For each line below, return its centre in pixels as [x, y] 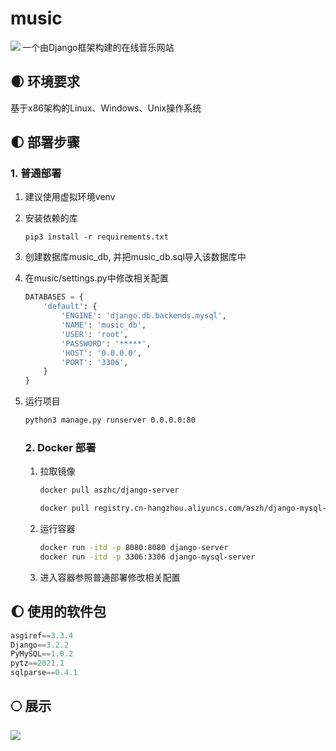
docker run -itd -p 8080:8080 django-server [134, 548]
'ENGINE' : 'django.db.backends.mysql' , [144, 316]
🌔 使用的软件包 [58, 612]
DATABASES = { [54, 297]
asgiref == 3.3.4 [42, 635]
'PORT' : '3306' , [95, 362]
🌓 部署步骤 [45, 142]
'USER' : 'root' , [95, 334]
